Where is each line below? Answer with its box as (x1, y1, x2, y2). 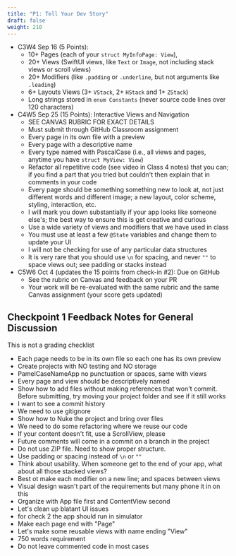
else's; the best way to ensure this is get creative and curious (27, 215, 206, 224)
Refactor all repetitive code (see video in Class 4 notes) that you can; (27, 163, 229, 172)
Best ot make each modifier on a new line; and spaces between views (17, 475, 221, 483)
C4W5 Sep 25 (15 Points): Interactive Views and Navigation (17, 110, 190, 119)
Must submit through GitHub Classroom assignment (27, 125, 179, 134)
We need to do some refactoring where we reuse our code (17, 422, 188, 431)
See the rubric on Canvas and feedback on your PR (27, 276, 178, 284)
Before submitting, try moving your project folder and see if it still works (17, 392, 227, 401)
